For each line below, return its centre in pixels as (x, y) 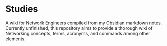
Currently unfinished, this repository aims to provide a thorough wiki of (79, 28)
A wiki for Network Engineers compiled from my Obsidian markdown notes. (84, 23)
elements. (16, 39)
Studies (22, 9)
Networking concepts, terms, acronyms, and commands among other (78, 33)
